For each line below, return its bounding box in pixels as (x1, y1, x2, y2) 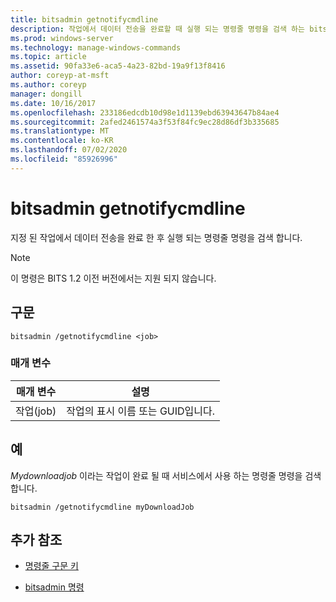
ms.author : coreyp (10, 80, 87, 90)
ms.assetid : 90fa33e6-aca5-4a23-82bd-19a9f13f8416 (10, 61, 226, 71)
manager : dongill (10, 89, 83, 99)
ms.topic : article (10, 52, 87, 62)
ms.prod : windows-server (10, 33, 114, 43)
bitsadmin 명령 (24, 581, 85, 593)
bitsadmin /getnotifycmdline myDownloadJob (10, 502, 195, 512)
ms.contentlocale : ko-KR (10, 136, 114, 146)
